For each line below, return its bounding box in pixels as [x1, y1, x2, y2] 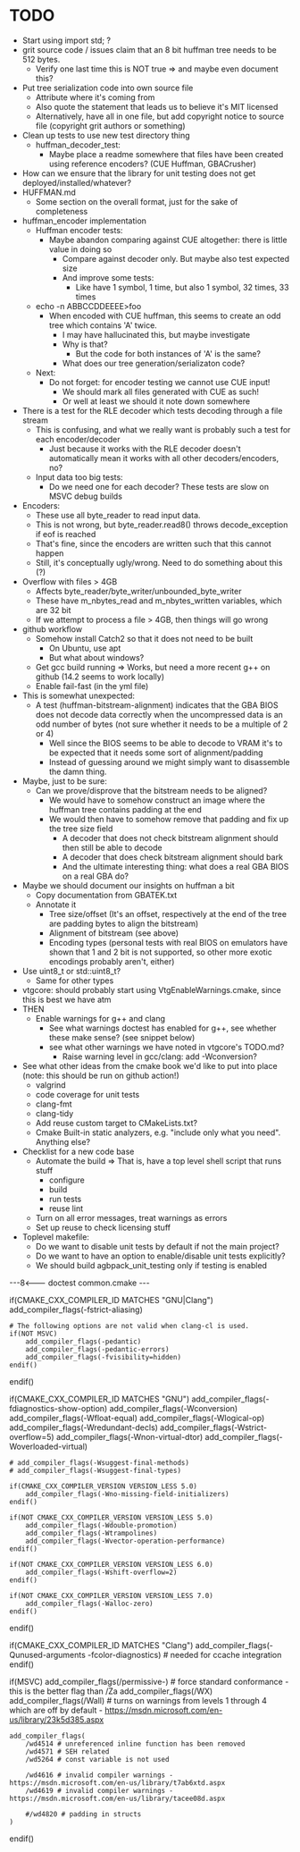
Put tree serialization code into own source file [21, 82, 194, 93]
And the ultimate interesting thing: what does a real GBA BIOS [62, 861, 289, 871]
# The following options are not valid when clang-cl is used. [9, 1321, 250, 1330]
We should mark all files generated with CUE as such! [62, 386, 260, 397]
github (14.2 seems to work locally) [35, 671, 165, 682]
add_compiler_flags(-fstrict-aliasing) [9, 1304, 143, 1315]
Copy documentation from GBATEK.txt [35, 889, 178, 900]
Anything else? [35, 1136, 91, 1147]
